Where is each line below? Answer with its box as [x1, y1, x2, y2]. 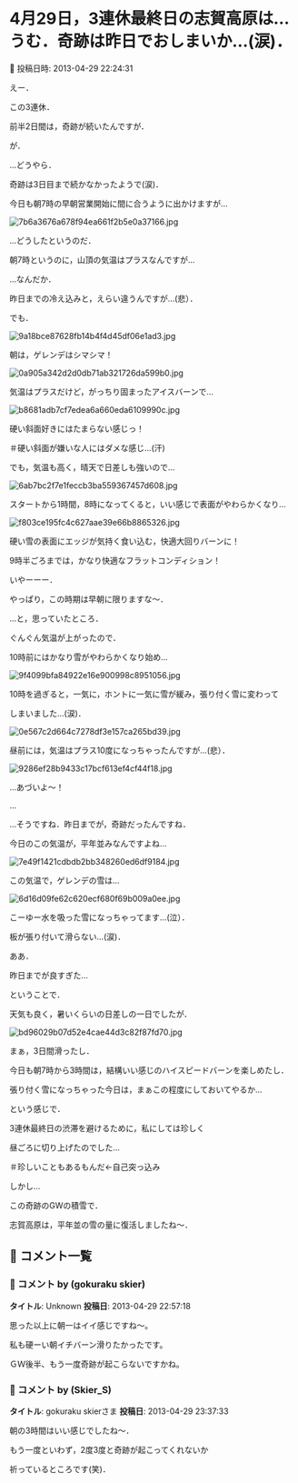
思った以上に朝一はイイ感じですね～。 [9, 1319, 153, 1330]
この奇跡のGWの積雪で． [9, 1199, 103, 1210]
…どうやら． [9, 159, 57, 170]
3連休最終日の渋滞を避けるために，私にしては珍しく [9, 1122, 205, 1133]
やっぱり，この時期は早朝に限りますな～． [9, 593, 169, 605]
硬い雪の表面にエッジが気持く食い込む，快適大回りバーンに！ [9, 536, 241, 546]
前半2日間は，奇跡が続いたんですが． [9, 120, 149, 132]
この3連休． [9, 101, 55, 112]
